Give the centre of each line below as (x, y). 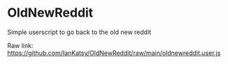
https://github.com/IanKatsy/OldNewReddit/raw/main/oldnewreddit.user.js (114, 53)
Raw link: (20, 45)
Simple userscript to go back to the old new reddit (79, 32)
